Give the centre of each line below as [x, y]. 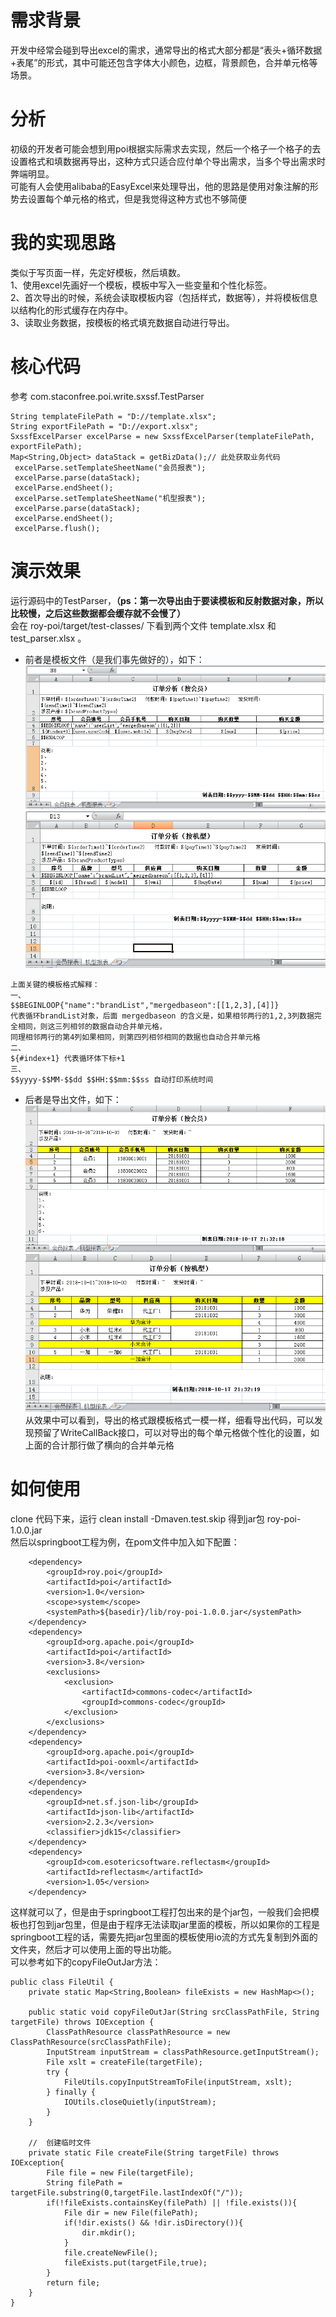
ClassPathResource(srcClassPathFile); [91, 2042]
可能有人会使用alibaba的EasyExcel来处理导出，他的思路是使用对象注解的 [160, 186]
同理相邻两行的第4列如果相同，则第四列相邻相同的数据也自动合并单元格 [135, 1037]
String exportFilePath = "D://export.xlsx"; [104, 426]
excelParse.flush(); [57, 528]
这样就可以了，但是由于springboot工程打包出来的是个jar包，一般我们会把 [161, 1912]
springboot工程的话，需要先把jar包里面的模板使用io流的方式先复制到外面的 [164, 1937]
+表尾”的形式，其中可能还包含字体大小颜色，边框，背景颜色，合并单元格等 [164, 62]
